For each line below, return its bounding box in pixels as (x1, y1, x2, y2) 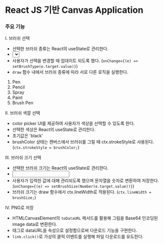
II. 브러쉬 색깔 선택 (5, 110, 40, 116)
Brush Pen (12, 100, 33, 106)
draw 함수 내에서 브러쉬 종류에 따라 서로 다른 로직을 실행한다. (12, 69, 129, 75)
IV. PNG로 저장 (5, 205, 34, 211)
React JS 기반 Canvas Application (5, 4, 143, 16)
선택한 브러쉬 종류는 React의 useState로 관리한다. (12, 46, 109, 52)
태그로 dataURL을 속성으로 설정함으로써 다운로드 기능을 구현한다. (12, 227, 137, 234)
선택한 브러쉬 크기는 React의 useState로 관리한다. (12, 165, 109, 171)
